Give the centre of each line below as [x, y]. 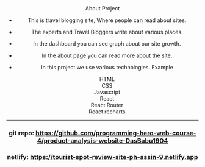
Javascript [107, 92]
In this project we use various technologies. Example [107, 67]
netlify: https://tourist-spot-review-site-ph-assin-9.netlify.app [103, 157]
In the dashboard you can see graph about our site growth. [107, 44]
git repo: [22, 133]
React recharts [107, 112]
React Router [107, 105]
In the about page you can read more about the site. [107, 55]
